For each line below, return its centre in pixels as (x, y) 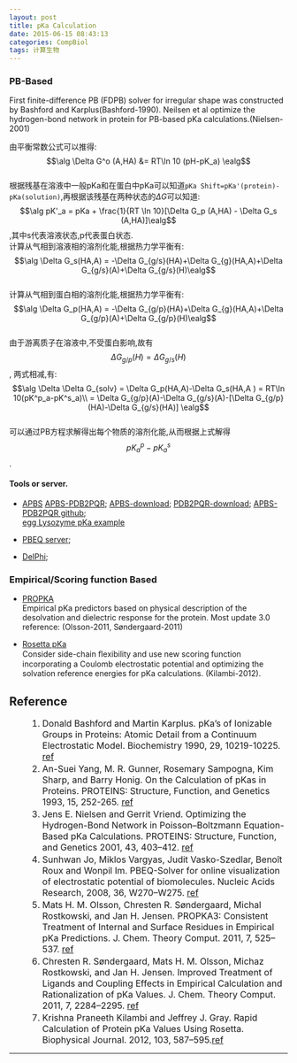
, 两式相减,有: (33, 374)
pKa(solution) (35, 197)
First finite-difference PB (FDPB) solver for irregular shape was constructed (147, 100)
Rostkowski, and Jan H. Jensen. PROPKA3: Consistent (155, 915)
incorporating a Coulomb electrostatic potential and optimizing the (143, 664)
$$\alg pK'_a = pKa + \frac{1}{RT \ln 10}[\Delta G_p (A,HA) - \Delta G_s (148, 211)
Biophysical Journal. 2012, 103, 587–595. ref (133, 1039)
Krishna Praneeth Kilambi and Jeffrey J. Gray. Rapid (150, 1017)
